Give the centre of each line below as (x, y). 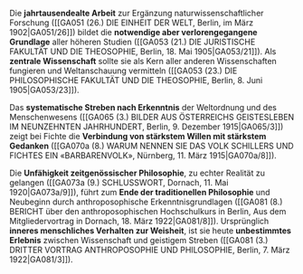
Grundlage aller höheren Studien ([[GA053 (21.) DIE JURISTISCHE (133, 42)
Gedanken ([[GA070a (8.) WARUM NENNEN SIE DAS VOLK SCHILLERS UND (151, 146)
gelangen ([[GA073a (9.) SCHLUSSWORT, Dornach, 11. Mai (119, 183)
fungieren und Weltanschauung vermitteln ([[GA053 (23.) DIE (123, 71)
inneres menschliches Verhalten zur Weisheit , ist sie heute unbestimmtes (151, 231)
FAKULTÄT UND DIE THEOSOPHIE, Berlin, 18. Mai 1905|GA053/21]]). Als (143, 52)
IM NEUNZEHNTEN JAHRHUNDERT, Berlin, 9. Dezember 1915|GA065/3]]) (147, 127)
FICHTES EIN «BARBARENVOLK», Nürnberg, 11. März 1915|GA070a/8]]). (143, 156)
